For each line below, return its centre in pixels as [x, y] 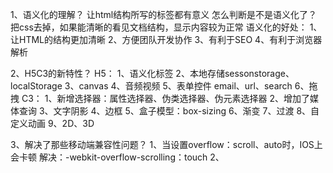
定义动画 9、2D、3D [52, 123]
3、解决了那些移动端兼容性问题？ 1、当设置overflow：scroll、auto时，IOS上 [166, 144]
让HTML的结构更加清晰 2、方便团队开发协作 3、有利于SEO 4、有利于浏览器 [166, 39]
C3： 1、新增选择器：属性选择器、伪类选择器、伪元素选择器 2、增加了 [165, 98]
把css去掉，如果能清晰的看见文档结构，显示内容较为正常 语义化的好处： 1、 [166, 27]
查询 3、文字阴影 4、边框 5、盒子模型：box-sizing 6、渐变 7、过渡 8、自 [169, 111]
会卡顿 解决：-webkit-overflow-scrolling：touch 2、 [117, 157]
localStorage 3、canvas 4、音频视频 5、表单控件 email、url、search [151, 86]
